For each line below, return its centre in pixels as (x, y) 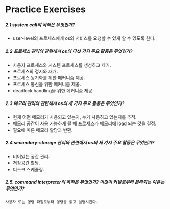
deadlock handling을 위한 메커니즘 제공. (53, 91)
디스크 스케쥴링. (28, 170)
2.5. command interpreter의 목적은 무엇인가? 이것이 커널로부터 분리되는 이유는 (85, 182)
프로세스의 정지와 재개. (35, 71)
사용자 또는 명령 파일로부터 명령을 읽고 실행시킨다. (52, 202)
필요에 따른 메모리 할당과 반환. (43, 130)
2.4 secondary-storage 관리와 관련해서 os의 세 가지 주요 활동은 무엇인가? (80, 142)
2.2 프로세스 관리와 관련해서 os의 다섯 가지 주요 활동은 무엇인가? (69, 51)
